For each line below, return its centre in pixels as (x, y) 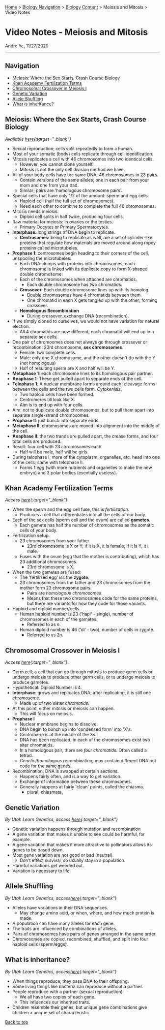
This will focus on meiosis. (46, 714)
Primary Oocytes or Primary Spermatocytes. (64, 227)
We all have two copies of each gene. (57, 997)
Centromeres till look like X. (47, 399)
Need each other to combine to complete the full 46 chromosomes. (88, 206)
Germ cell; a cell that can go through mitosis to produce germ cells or (82, 672)
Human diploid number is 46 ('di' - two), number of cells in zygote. (87, 630)
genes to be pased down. (38, 850)
